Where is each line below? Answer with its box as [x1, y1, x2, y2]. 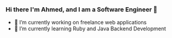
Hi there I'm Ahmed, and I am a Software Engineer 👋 [5, 5, 158, 14]
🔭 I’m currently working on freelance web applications [14, 19, 147, 26]
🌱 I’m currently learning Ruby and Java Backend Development [14, 25, 166, 32]
